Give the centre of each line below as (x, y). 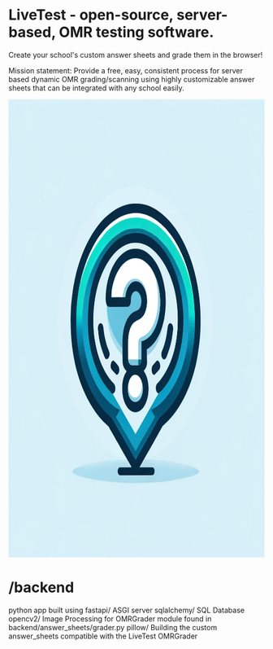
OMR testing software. (136, 32)
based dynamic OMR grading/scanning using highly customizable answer (132, 79)
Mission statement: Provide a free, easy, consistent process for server (126, 70)
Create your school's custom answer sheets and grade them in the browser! (136, 55)
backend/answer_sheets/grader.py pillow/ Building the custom (113, 627)
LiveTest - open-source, (91, 15)
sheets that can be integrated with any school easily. (96, 88)
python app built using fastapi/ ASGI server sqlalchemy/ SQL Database (127, 610)
